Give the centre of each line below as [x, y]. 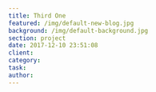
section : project [37, 38]
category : [25, 61]
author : [21, 75]
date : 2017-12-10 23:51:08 [53, 46]
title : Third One [37, 16]
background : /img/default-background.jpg [78, 30]
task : [17, 68]
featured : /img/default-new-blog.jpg [71, 23]
